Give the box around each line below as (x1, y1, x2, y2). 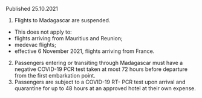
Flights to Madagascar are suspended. (14, 17, 111, 23)
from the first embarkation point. (14, 72, 96, 79)
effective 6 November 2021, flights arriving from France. (14, 47, 155, 55)
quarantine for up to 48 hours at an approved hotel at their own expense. (14, 85, 196, 92)
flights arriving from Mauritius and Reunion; (14, 35, 123, 41)
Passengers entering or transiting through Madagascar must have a (14, 60, 183, 66)
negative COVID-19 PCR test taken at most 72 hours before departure (14, 66, 188, 73)
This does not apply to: (14, 28, 72, 35)
